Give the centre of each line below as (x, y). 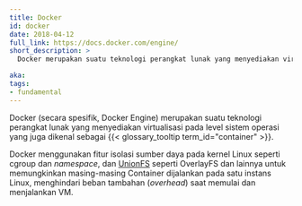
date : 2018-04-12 (42, 34)
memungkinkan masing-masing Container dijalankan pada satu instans (140, 173)
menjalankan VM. (41, 192)
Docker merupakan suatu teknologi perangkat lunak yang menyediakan (148, 59)
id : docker (30, 26)
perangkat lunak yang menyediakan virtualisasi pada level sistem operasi (145, 127)
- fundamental (36, 92)
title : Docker (36, 17)
